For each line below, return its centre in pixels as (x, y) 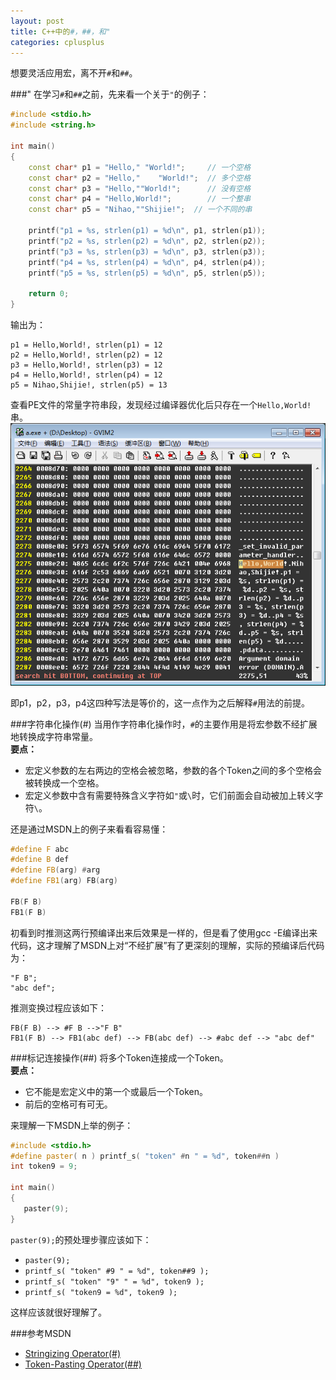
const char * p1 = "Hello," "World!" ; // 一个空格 (140, 167)
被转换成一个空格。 (64, 782)
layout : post (37, 21)
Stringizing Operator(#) (73, 1353)
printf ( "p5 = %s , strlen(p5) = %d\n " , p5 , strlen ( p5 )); (147, 273)
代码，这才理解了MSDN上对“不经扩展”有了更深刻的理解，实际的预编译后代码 (167, 945)
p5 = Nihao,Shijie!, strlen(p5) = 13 (89, 385)
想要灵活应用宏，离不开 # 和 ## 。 (74, 73)
